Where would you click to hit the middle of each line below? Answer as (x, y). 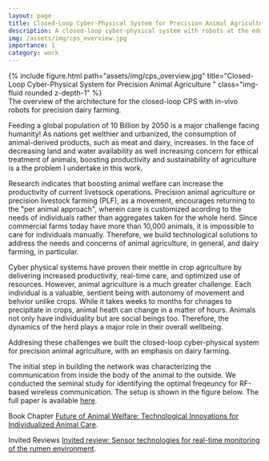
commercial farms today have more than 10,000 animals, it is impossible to (131, 226)
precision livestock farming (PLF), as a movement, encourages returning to (132, 200)
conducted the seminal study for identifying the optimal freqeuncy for (123, 383)
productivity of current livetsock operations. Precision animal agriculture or (132, 192)
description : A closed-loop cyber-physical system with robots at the (128, 30)
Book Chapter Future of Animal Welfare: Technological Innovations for (123, 416)
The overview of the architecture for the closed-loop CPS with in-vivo (123, 101)
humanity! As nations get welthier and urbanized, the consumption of (122, 134)
